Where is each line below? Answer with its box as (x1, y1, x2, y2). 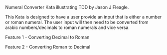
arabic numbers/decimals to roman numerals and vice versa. (5, 24, 130, 30)
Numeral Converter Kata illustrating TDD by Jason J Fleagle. (5, 4, 129, 10)
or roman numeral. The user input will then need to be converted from (5, 19, 149, 25)
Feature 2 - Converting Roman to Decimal (5, 44, 91, 49)
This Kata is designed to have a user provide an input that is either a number (5, 14, 162, 19)
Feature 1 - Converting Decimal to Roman (5, 34, 90, 40)
